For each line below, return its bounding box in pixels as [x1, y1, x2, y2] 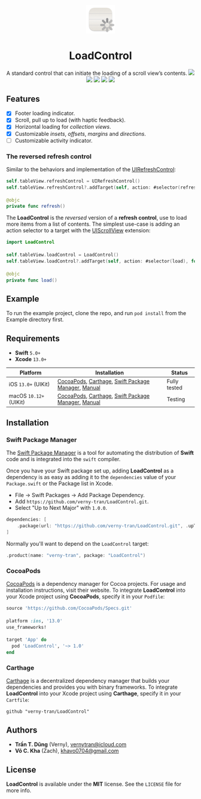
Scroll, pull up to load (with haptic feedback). [14, 116, 126, 124]
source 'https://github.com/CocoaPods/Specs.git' [6, 606, 133, 612]
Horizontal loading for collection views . [14, 123, 112, 131]
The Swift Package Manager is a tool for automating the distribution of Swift [6, 449, 194, 456]
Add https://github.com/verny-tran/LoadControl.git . [14, 498, 149, 505]
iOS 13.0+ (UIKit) [8, 381, 50, 388]
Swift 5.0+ [14, 349, 41, 356]
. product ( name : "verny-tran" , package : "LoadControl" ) [6, 552, 146, 558]
